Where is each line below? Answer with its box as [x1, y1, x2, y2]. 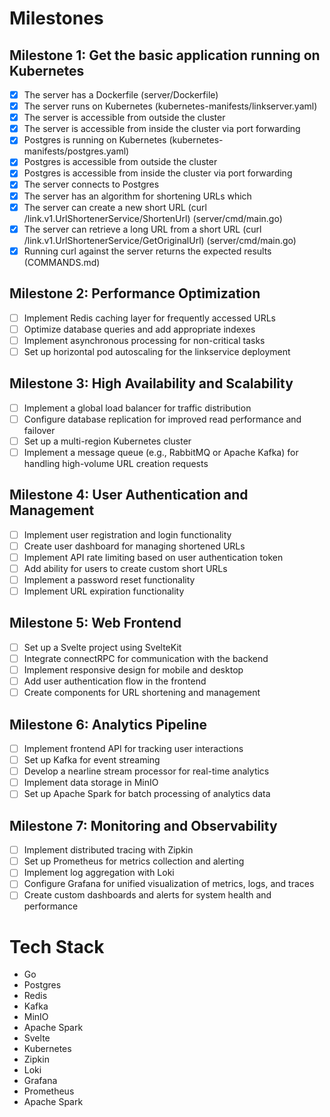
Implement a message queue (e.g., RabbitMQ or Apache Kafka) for [23, 446, 299, 458]
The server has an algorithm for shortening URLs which [23, 190, 252, 202]
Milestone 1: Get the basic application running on [9, 47, 321, 64]
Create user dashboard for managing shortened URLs [23, 540, 246, 552]
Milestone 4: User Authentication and [9, 487, 249, 504]
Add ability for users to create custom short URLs [23, 562, 228, 574]
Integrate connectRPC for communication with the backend [23, 652, 269, 664]
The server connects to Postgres [23, 178, 160, 191]
